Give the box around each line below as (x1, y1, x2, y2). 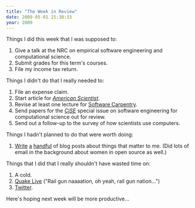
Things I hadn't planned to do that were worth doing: (6, 131, 133, 138)
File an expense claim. (14, 89, 69, 96)
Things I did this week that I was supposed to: (6, 36, 117, 43)
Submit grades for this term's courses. (14, 59, 108, 66)
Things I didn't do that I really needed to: (6, 77, 105, 84)
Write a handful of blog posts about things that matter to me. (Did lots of (14, 142, 189, 150)
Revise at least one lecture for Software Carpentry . (14, 101, 138, 108)
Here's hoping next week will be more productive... (6, 195, 129, 203)
